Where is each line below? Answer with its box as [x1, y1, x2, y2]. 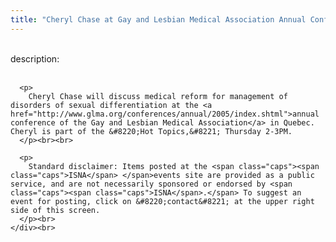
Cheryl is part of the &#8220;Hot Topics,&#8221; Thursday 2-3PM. [10, 126, 293, 136]
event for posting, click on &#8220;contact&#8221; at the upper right [10, 196, 315, 206]
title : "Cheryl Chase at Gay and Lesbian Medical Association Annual [10, 14, 307, 25]
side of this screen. [10, 205, 101, 215]
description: [10, 52, 60, 65]
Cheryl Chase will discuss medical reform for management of [28, 91, 288, 101]
